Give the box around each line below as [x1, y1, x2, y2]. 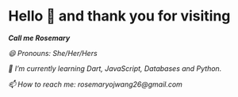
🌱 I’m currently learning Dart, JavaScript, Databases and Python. [8, 63, 222, 73]
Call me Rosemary [8, 33, 71, 43]
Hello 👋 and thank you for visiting [8, 7, 231, 25]
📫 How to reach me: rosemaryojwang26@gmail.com [8, 79, 182, 89]
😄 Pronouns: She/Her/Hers [8, 48, 98, 58]
